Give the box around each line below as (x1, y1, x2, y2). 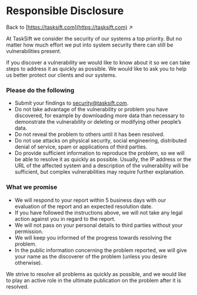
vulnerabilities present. (6, 47, 62, 54)
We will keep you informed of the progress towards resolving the (14, 234, 172, 241)
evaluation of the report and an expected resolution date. (14, 203, 153, 210)
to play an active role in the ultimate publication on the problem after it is (6, 277, 181, 284)
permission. (14, 228, 44, 235)
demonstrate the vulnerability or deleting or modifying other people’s (14, 118, 182, 125)
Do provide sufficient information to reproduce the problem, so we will (14, 150, 185, 157)
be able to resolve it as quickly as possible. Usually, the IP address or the (14, 156, 192, 163)
